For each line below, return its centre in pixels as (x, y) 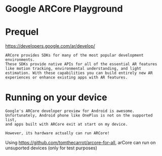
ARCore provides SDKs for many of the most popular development (74, 55)
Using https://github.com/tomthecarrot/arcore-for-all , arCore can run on (80, 143)
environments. (20, 60)
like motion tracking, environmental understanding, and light (73, 69)
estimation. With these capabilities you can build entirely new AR (79, 73)
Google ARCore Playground (64, 9)
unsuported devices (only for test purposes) (51, 148)
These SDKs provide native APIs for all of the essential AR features (81, 64)
